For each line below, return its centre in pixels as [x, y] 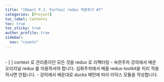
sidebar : [14, 38]
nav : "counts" [24, 42]
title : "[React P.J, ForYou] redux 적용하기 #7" [54, 10]
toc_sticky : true [23, 28]
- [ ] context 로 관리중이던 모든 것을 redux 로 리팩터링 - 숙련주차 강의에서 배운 [81, 62]
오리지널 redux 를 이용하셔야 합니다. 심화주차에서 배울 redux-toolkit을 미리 [78, 68]
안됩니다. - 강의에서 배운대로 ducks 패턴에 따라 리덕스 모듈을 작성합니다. [88, 75]
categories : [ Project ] [28, 14]
